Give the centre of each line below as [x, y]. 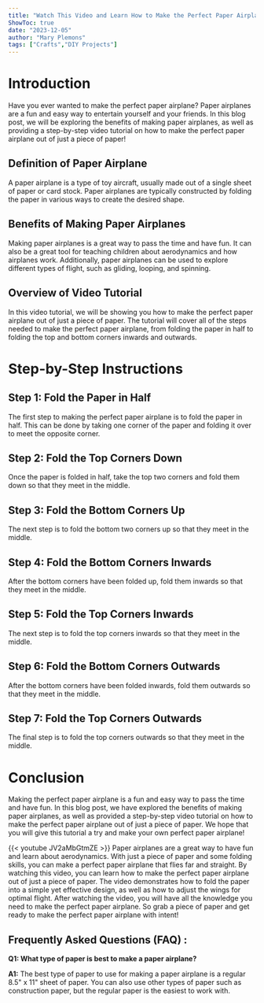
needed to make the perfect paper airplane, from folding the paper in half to [131, 328]
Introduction [49, 84]
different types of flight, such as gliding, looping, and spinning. [110, 268]
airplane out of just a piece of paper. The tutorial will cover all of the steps [128, 320]
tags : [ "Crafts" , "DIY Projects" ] [63, 45]
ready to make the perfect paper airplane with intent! [93, 915]
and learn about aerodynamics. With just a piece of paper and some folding [130, 857]
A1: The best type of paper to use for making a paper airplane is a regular [127, 974]
